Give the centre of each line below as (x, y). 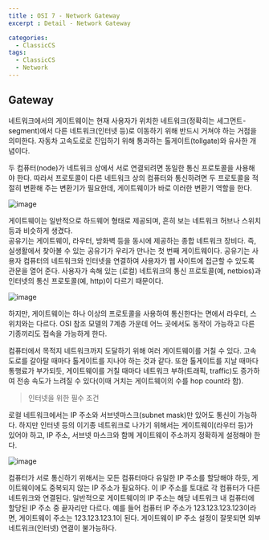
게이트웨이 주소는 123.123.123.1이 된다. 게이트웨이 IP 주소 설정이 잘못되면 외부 (140, 517)
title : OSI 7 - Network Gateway (64, 16)
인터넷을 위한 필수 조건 (63, 398)
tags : (17, 53)
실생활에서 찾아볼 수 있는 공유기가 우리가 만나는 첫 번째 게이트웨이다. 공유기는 (129, 251)
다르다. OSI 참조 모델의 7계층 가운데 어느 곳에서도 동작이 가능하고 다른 (145, 323)
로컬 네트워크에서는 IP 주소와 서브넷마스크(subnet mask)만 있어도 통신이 (122, 415)
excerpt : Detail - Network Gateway (69, 23)
